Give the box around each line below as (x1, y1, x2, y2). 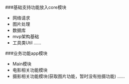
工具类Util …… (12, 40, 41, 46)
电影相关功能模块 (12, 67, 48, 73)
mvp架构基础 (12, 34, 39, 39)
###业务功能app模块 (5, 50, 48, 56)
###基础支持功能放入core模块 (5, 4, 67, 10)
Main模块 (12, 61, 31, 67)
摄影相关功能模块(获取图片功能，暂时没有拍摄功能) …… (12, 74, 126, 79)
